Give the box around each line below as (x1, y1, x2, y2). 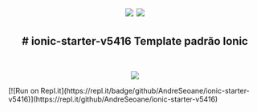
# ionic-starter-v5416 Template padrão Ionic (21, 34, 249, 48)
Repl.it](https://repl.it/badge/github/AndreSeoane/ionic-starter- (40, 86, 251, 95)
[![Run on (8, 86, 39, 95)
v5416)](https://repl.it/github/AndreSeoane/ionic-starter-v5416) (8, 94, 218, 104)
